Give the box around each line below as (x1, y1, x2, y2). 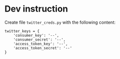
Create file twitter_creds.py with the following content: (4, 19, 116, 25)
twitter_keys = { (4, 29, 40, 33)
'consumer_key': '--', (13, 33, 59, 38)
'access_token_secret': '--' (13, 45, 72, 50)
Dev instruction (4, 3, 69, 15)
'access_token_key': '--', (13, 41, 68, 46)
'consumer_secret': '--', (13, 37, 66, 42)
